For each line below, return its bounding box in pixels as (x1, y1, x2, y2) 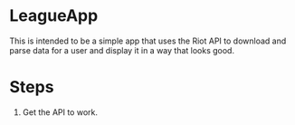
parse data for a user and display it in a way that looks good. (9, 44, 235, 55)
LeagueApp (9, 5, 99, 26)
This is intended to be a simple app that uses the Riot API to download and (9, 35, 287, 46)
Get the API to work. (22, 106, 98, 118)
